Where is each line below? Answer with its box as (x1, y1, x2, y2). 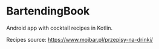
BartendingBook (6, 4, 90, 18)
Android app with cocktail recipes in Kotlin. (6, 24, 113, 31)
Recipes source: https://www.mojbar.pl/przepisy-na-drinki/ (6, 36, 153, 43)
